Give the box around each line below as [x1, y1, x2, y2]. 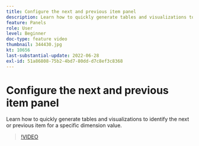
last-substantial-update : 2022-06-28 [6, 53, 99, 59]
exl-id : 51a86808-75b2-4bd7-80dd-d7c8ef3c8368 [6, 58, 123, 64]
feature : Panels [6, 20, 46, 25]
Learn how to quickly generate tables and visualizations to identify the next [6, 116, 190, 123]
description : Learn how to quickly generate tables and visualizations [6, 14, 187, 20]
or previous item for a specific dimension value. [6, 122, 123, 129]
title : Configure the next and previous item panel [6, 8, 136, 15]
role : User [6, 25, 33, 31]
